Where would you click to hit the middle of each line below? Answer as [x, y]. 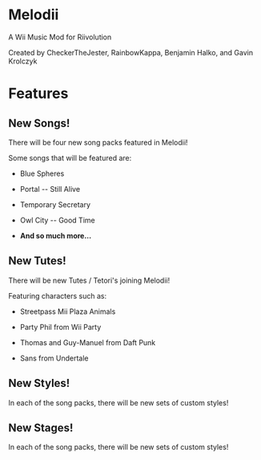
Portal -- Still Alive [50, 189]
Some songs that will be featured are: [70, 157]
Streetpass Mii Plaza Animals [68, 311]
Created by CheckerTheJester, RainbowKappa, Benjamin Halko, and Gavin [131, 52]
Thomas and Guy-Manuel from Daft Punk [88, 342]
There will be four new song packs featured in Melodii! [98, 142]
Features [38, 94]
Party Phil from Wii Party [60, 327]
